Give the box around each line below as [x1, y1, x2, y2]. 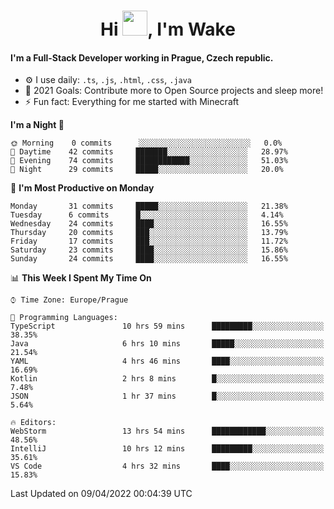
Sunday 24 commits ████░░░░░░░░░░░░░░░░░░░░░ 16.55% [10, 254, 288, 264]
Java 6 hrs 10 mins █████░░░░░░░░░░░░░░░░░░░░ [10, 339, 325, 349]
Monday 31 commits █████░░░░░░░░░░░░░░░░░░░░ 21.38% [10, 201, 288, 212]
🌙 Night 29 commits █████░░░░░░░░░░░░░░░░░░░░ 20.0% [10, 165, 284, 175]
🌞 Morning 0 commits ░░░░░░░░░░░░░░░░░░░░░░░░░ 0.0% [10, 138, 283, 149]
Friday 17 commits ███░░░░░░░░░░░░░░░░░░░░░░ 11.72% [10, 236, 288, 247]
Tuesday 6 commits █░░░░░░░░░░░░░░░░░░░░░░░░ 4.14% [10, 210, 284, 220]
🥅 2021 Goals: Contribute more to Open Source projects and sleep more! [24, 85, 324, 97]
